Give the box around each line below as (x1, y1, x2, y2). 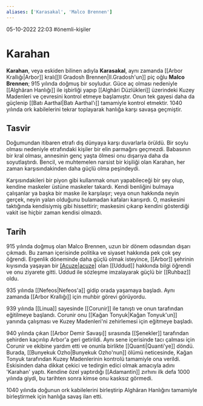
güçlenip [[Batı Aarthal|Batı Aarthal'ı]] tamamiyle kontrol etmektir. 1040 (6, 99, 182, 106)
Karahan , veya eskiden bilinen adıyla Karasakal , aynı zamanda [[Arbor (6, 67, 183, 74)
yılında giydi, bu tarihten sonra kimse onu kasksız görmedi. (6, 374, 153, 382)
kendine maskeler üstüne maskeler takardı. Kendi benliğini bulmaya (6, 183, 175, 191)
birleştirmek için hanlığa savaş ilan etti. (6, 393, 103, 401)
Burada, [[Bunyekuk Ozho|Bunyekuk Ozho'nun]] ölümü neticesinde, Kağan (6, 349, 193, 356)
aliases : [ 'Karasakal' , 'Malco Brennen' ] (6, 8, 113, 15)
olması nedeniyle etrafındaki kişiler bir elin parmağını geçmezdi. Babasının (6, 146, 191, 153)
